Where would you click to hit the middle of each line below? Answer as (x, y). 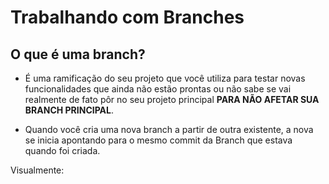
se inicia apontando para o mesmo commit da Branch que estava (158, 140)
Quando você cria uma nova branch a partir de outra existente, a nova (169, 129)
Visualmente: (37, 170)
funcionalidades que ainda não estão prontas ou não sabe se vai (158, 89)
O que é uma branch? (78, 54)
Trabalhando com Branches (127, 17)
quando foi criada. (62, 150)
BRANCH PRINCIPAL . (69, 110)
